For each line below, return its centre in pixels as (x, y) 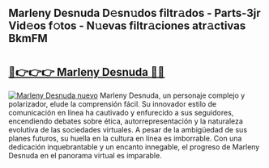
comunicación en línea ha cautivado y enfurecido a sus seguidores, (121, 113)
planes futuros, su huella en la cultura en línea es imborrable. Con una (125, 138)
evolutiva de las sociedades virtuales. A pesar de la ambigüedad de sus (128, 130)
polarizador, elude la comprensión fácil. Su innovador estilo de (113, 104)
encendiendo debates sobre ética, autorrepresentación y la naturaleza (126, 121)
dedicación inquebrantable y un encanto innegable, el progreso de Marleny (134, 147)
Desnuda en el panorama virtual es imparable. (85, 155)
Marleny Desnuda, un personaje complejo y (173, 95)
